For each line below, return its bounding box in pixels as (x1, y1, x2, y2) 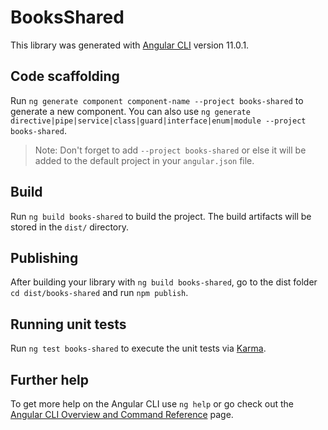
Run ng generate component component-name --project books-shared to (10, 94, 304, 106)
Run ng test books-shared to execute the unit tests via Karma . (10, 342, 267, 355)
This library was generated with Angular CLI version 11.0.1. (10, 39, 250, 51)
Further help (10, 371, 90, 388)
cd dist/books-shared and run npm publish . (10, 287, 189, 299)
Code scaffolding (10, 68, 120, 85)
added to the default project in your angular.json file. (34, 154, 255, 166)
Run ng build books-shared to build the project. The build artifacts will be (10, 210, 312, 222)
